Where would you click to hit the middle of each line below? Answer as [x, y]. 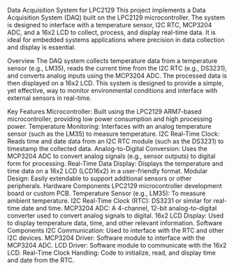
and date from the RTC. [41, 260]
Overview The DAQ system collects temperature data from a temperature [112, 61]
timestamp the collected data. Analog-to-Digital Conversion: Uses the [108, 149]
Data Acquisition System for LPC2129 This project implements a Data [107, 10]
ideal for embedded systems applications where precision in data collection [116, 40]
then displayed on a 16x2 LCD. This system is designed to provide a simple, [116, 83]
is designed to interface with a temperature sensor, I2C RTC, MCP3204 [110, 25]
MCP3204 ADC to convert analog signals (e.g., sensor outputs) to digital [111, 156]
